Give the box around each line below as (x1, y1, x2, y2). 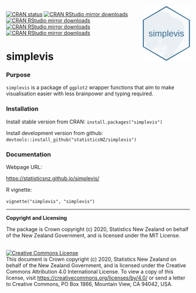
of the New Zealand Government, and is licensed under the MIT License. (6, 232, 181, 239)
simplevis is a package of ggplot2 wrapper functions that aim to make (6, 84, 175, 91)
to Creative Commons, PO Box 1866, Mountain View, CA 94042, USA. (6, 281, 173, 288)
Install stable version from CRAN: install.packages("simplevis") (6, 118, 163, 125)
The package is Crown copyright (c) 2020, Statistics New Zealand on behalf (6, 226, 188, 233)
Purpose (6, 71, 31, 79)
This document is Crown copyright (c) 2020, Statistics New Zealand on (6, 256, 177, 263)
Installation (6, 105, 39, 113)
